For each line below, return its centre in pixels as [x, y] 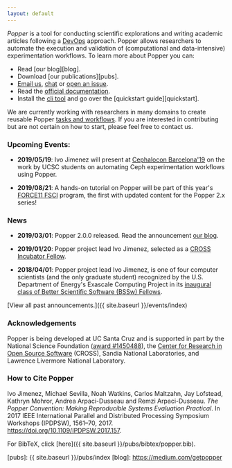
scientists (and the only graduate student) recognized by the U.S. [110, 277]
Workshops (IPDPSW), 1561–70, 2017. [60, 423]
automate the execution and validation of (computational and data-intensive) [116, 48]
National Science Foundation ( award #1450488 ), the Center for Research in [115, 346]
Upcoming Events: [39, 144]
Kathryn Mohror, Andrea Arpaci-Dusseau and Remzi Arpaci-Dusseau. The [113, 401]
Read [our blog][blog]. [49, 69]
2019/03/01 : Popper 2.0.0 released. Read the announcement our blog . [118, 236]
